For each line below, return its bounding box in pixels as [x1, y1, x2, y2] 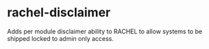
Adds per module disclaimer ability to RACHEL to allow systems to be [7, 27, 203, 35]
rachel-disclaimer [7, 5, 111, 20]
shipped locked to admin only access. [7, 34, 114, 42]
